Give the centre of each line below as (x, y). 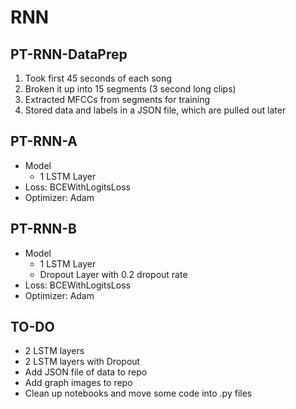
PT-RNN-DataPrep (69, 54)
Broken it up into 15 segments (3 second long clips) (130, 89)
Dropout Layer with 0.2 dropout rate (113, 274)
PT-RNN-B (43, 229)
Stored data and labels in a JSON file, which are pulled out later (155, 110)
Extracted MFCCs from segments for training (117, 99)
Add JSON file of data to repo (86, 372)
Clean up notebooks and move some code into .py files (138, 393)
